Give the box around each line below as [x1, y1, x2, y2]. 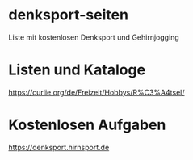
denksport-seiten [8, 6, 129, 24]
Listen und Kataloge [8, 61, 146, 79]
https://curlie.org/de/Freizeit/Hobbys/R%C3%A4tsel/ [8, 87, 185, 97]
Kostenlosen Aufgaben [8, 116, 166, 134]
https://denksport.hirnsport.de [8, 142, 110, 152]
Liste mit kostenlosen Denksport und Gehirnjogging [8, 32, 179, 42]
